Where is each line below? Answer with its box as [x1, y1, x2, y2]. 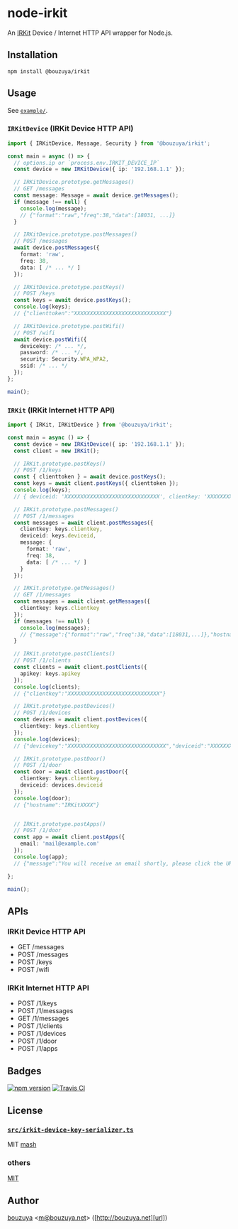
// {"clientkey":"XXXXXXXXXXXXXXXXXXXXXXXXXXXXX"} [13, 690, 166, 697]
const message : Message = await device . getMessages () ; [13, 192, 179, 200]
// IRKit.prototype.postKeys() [13, 460, 106, 467]
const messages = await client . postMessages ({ [13, 519, 154, 526]
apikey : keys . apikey [20, 670, 81, 677]
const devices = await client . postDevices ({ [13, 716, 147, 723]
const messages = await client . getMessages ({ [13, 598, 151, 605]
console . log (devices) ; [13, 736, 81, 743]
